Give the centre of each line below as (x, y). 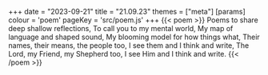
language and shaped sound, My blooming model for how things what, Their (134, 37)
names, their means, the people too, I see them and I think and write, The (129, 45)
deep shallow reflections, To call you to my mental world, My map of (121, 28)
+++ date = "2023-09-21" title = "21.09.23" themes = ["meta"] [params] (127, 12)
